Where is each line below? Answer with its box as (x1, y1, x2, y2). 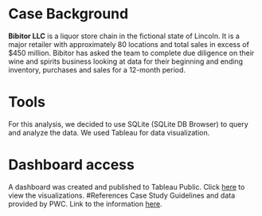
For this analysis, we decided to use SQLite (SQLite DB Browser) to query (8, 119, 248, 128)
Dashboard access (8, 156, 135, 174)
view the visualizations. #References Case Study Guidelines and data (8, 190, 236, 200)
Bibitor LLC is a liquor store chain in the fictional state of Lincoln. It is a (8, 31, 240, 41)
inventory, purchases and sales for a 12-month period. (8, 65, 186, 74)
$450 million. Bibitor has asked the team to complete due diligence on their (8, 48, 255, 57)
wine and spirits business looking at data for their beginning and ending (8, 57, 244, 66)
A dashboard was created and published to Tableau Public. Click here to (8, 182, 245, 191)
